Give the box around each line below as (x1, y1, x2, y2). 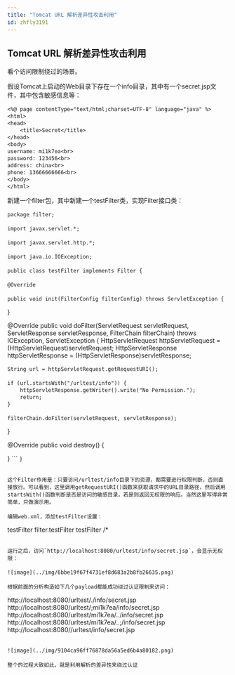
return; (20, 394, 42, 401)
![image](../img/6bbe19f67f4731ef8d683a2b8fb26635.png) (7, 569, 174, 576)
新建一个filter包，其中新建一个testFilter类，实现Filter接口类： (7, 197, 184, 205)
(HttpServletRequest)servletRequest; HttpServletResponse (7, 344, 177, 353)
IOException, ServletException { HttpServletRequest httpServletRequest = (7, 336, 221, 345)
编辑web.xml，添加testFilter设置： (7, 513, 103, 520)
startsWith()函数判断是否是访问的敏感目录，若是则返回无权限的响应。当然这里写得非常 (7, 492, 228, 499)
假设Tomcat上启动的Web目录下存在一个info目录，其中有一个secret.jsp (7, 82, 210, 91)
